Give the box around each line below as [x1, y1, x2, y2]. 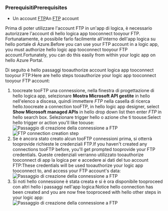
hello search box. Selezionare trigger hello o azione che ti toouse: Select [12, 114, 161, 120]
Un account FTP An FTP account [12, 16, 79, 22]
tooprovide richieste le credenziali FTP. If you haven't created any [12, 141, 147, 147]
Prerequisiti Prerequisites [5, 4, 68, 11]
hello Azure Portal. [5, 57, 44, 63]
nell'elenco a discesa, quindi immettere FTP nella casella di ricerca [12, 98, 150, 104]
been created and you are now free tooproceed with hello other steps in [12, 189, 161, 195]
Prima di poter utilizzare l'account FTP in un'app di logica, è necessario [5, 25, 152, 31]
